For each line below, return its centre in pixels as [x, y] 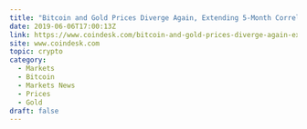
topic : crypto [37, 52]
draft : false [34, 111]
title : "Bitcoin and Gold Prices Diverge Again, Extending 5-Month [141, 18]
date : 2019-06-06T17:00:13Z [63, 26]
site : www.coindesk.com [55, 43]
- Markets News [47, 85]
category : [28, 60]
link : [20, 35]
